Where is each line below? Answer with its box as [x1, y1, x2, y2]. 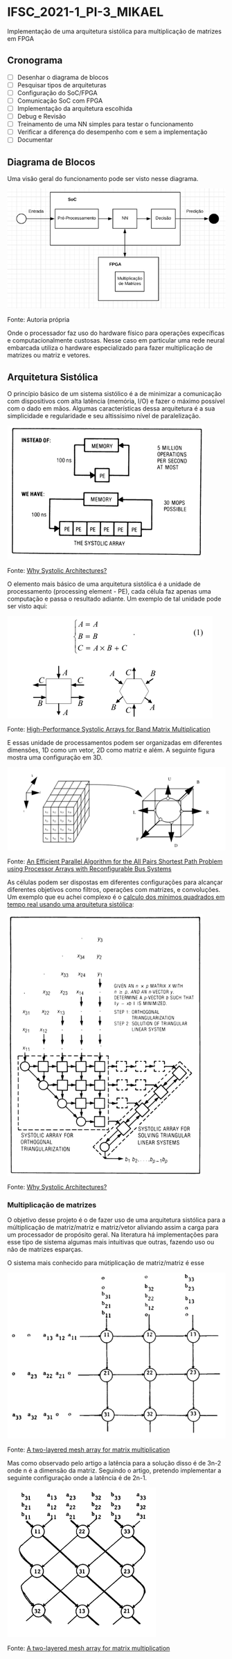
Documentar [17, 136, 53, 144]
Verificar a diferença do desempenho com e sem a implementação [17, 128, 208, 136]
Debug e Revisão [17, 112, 66, 121]
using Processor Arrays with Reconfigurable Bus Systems [7, 865, 172, 873]
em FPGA [7, 34, 35, 42]
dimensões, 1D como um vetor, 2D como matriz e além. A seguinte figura [7, 746, 215, 755]
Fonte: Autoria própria [7, 316, 70, 324]
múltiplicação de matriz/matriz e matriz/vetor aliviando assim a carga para [7, 1223, 220, 1232]
